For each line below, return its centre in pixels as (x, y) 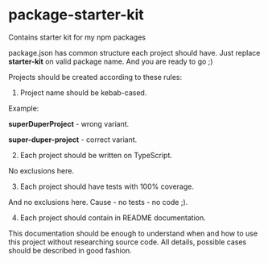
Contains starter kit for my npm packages (77, 37)
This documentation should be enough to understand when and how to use (133, 233)
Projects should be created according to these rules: (95, 77)
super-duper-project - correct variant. (73, 140)
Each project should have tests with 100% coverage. (107, 186)
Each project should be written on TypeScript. (96, 155)
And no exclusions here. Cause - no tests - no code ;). (98, 202)
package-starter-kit (76, 15)
